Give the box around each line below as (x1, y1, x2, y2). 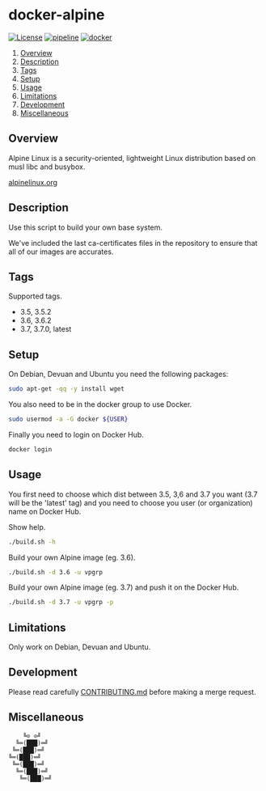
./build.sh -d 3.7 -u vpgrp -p (8, 599, 114, 607)
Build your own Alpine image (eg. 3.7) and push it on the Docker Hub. (8, 582, 239, 592)
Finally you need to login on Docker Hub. (8, 429, 144, 439)
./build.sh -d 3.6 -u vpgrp (8, 568, 103, 576)
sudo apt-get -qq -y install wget (8, 385, 125, 393)
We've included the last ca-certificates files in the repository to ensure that (8, 238, 258, 247)
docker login (8, 445, 53, 454)
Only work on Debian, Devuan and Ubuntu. (8, 642, 151, 652)
